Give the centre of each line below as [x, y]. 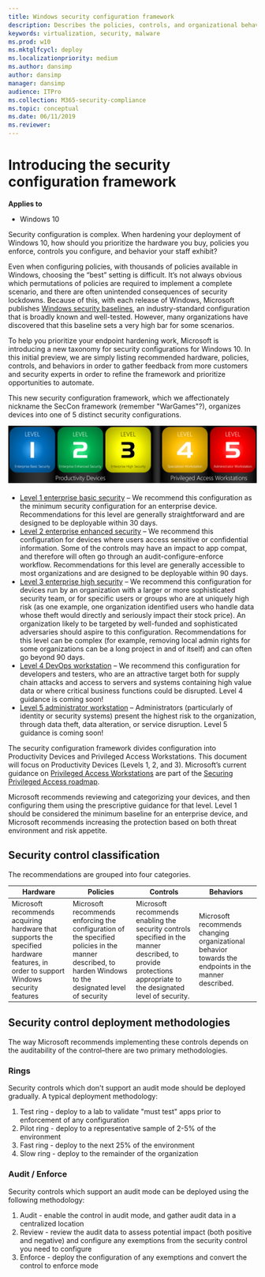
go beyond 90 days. [52, 657]
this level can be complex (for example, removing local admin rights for [135, 641]
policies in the [95, 945]
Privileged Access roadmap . [54, 782]
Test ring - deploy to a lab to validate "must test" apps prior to [120, 1112]
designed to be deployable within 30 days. [89, 523]
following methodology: [47, 1200]
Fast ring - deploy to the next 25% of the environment [107, 1145]
